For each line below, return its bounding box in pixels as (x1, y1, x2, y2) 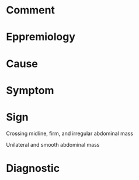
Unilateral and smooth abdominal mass (6, 141, 100, 148)
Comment (6, 4, 55, 17)
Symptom (6, 84, 54, 97)
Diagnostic (6, 161, 60, 175)
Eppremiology (6, 30, 76, 44)
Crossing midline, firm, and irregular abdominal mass (6, 130, 133, 137)
